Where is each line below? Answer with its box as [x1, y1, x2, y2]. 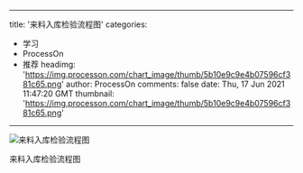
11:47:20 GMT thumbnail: [22, 88, 115, 99]
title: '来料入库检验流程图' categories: [9, 19, 148, 30]
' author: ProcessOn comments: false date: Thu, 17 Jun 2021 [61, 78, 286, 89]
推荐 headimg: [22, 59, 77, 69]
